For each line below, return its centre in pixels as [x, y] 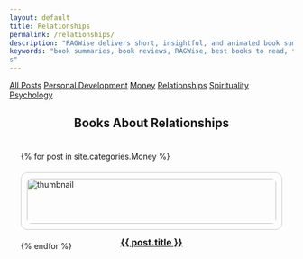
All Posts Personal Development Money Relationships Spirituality [129, 85]
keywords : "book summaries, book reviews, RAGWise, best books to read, [149, 51]
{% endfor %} [46, 246]
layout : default [40, 18]
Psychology [31, 95]
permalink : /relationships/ [62, 34]
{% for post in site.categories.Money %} [96, 156]
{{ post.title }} [151, 243]
